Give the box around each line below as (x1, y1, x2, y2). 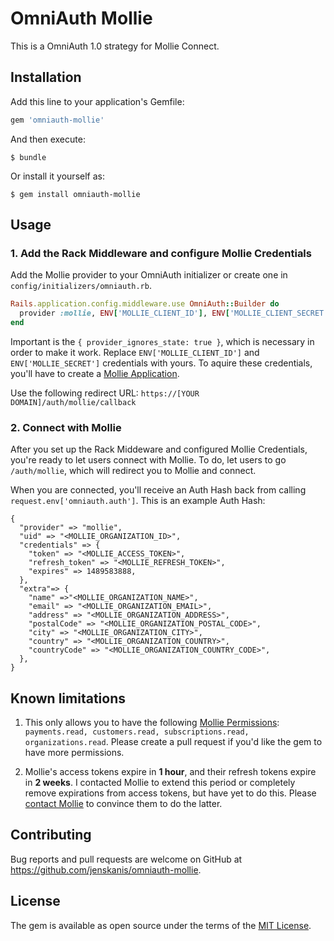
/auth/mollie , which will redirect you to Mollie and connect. (10, 465, 257, 477)
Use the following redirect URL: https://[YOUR (10, 387, 200, 399)
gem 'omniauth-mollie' (10, 115, 105, 125)
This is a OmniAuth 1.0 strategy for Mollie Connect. (10, 40, 220, 52)
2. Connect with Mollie (10, 420, 122, 434)
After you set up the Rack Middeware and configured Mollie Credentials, (10, 443, 308, 456)
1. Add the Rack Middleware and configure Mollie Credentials (10, 246, 312, 260)
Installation (10, 69, 82, 86)
